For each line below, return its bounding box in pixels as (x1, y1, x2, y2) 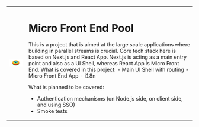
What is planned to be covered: (28, 83, 105, 91)
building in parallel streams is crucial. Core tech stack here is (28, 47, 176, 54)
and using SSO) (37, 101, 76, 108)
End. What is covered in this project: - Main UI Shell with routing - (28, 66, 190, 73)
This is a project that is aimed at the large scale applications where (28, 41, 191, 48)
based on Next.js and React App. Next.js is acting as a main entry (28, 54, 187, 61)
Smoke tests (37, 107, 68, 115)
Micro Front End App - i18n (28, 72, 96, 79)
